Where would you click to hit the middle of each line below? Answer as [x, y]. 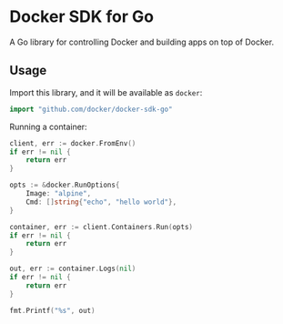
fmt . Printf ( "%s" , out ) [52, 310]
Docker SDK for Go [82, 17]
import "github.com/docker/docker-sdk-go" [91, 109]
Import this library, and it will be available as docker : [106, 92]
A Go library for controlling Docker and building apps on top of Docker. [142, 42]
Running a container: [49, 127]
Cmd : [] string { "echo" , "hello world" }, [101, 202]
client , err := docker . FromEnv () [73, 143]
